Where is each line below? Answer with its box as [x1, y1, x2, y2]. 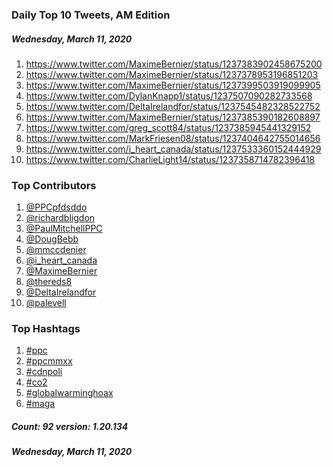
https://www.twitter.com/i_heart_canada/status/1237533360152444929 [25, 143, 322, 155]
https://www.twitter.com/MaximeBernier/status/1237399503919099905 [25, 79, 321, 91]
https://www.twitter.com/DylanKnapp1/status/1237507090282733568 [25, 89, 313, 102]
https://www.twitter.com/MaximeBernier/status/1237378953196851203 [25, 68, 319, 80]
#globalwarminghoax [25, 387, 114, 399]
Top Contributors [11, 178, 97, 192]
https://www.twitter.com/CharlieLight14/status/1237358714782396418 [25, 153, 316, 165]
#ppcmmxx [25, 355, 73, 367]
